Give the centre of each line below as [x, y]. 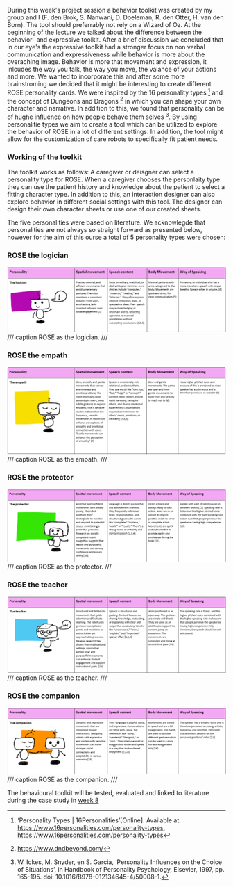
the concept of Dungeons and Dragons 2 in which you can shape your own [114, 100]
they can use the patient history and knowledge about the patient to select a [116, 187]
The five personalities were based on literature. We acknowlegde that [106, 222]
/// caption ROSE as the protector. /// [60, 567]
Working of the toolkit [44, 157]
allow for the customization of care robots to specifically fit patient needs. [113, 139]
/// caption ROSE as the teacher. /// [57, 678]
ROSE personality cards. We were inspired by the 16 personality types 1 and [115, 92]
